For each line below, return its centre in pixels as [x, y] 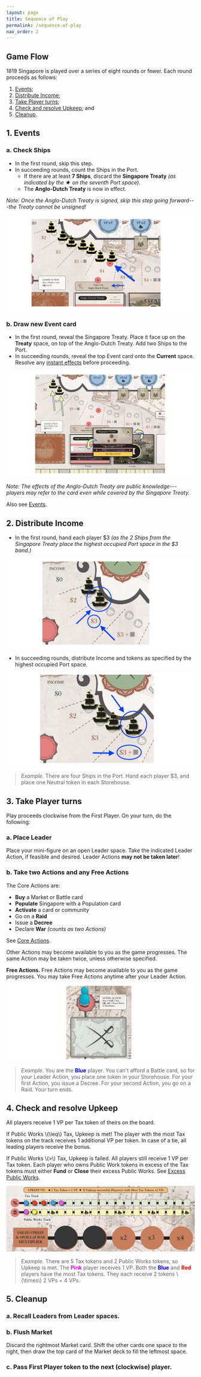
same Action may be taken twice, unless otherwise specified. [82, 959]
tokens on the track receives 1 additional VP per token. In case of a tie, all [96, 1141]
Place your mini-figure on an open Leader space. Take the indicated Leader [99, 851]
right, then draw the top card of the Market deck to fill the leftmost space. [97, 1352]
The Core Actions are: [33, 885]
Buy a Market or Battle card [49, 897]
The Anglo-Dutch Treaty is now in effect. [75, 189]
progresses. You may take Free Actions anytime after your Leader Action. [97, 976]
